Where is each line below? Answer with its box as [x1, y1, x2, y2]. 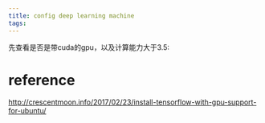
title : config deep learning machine [8, 11, 135, 20]
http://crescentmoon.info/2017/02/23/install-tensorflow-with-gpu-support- [8, 97, 257, 107]
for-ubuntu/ [8, 106, 47, 116]
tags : [8, 19, 26, 27]
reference [8, 71, 75, 89]
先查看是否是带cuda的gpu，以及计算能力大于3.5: [8, 42, 170, 52]
